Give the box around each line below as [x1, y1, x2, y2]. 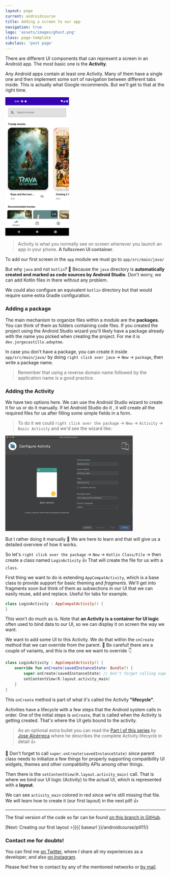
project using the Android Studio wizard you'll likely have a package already [5, 327, 164, 334]
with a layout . [5, 782, 34, 788]
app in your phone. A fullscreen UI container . [17, 246, 114, 253]
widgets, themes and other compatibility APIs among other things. [5, 761, 144, 767]
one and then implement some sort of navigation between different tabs [5, 76, 156, 82]
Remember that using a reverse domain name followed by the [17, 369, 147, 376]
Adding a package [5, 305, 51, 312]
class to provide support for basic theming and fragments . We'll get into [5, 580, 156, 586]
